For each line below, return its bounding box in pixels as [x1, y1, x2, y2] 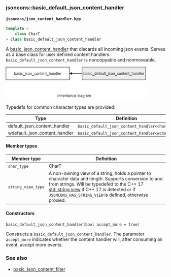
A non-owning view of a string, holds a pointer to [48, 170, 151, 176]
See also [6, 255, 27, 262]
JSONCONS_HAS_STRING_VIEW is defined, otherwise [48, 192, 149, 198]
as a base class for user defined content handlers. [6, 51, 111, 57]
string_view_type [8, 184, 45, 190]
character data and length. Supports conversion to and [48, 175, 163, 181]
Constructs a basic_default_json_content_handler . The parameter [6, 231, 145, 237]
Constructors [6, 210, 35, 216]
